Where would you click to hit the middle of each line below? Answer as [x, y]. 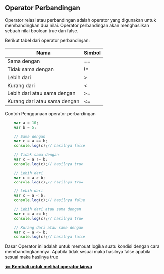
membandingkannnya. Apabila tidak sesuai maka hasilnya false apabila [78, 252]
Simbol [92, 53]
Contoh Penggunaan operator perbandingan [50, 113]
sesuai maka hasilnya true [32, 257]
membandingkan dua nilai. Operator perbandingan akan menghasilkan [77, 25]
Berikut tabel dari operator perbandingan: [48, 40]
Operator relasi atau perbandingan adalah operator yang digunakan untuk [81, 20]
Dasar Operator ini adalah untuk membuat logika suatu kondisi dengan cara [82, 246]
